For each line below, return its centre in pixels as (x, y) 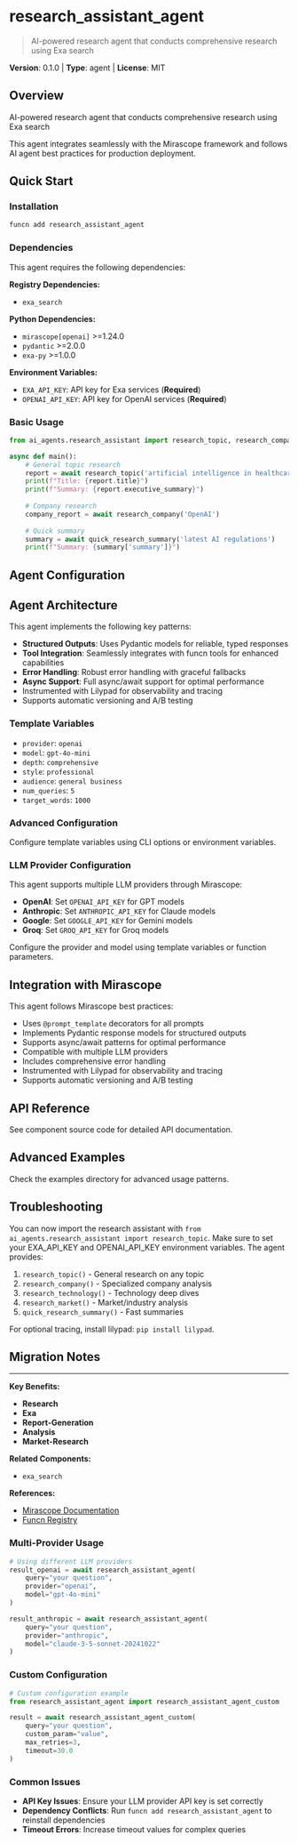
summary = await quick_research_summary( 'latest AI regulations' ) (150, 539)
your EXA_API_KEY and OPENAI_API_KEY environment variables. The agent (147, 1247)
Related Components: (50, 1459)
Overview (37, 96)
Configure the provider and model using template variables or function (138, 947)
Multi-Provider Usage (57, 1543)
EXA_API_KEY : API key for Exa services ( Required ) (111, 390)
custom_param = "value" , (67, 1734)
